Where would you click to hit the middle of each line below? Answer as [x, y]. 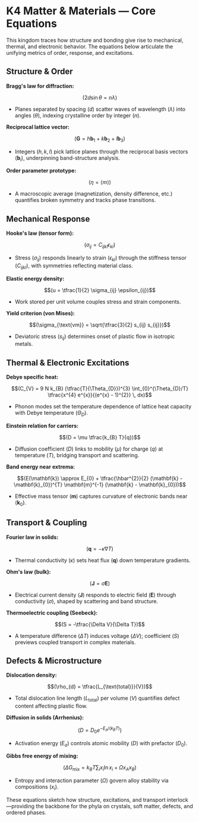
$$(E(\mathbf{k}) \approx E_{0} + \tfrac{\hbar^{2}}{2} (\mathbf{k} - [100, 478]
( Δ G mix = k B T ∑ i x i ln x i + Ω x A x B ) [100, 768]
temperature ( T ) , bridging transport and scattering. [77, 455]
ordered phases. [26, 812]
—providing [20, 807]
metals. [24, 344]
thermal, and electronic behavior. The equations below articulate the [90, 46]
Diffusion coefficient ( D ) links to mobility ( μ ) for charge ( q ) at [89, 449]
